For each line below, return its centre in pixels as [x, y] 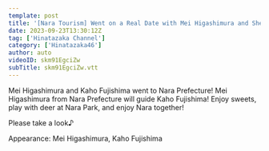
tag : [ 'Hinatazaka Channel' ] [57, 38]
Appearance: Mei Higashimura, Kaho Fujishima [85, 138]
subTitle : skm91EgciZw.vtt [53, 68]
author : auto [30, 53]
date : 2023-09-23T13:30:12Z [55, 30]
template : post [34, 16]
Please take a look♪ [41, 123]
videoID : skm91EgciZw [44, 61]
